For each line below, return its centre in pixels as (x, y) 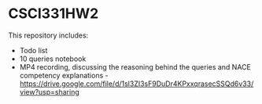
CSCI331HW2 (54, 14)
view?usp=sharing (50, 91)
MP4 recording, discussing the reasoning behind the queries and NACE (135, 66)
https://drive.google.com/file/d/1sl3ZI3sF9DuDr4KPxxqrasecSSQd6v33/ (137, 84)
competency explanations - (64, 75)
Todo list (33, 50)
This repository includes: (48, 35)
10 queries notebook (53, 59)
